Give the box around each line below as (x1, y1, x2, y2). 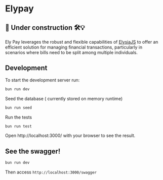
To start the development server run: (5, 77, 80, 83)
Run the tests (5, 114, 32, 120)
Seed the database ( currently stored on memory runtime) (5, 95, 122, 102)
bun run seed (5, 105, 32, 110)
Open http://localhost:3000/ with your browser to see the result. (5, 132, 136, 139)
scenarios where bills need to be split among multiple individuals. (5, 50, 138, 55)
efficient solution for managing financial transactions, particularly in (5, 44, 142, 50)
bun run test (5, 123, 32, 129)
